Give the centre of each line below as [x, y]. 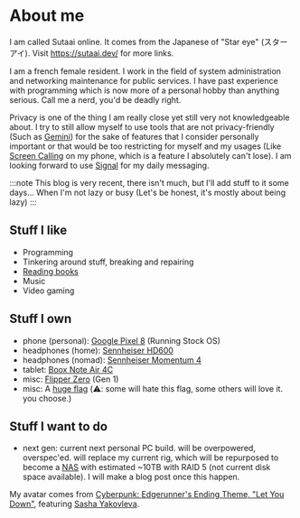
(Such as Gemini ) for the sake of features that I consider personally [134, 136]
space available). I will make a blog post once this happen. [131, 477]
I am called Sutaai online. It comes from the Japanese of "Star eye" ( [137, 42]
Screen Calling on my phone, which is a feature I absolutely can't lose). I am [150, 155]
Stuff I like [38, 231]
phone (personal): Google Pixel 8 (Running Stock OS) [122, 340]
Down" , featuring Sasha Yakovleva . [75, 504]
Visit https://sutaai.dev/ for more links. [103, 53]
